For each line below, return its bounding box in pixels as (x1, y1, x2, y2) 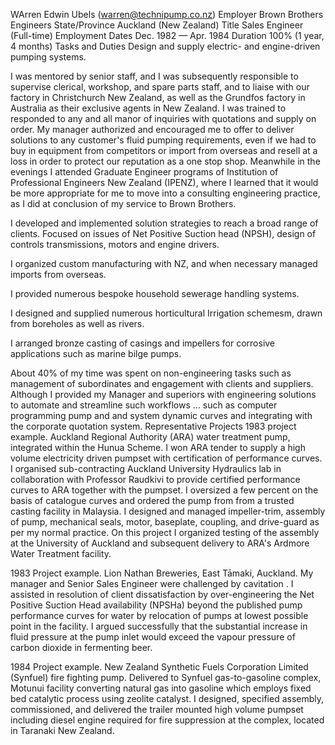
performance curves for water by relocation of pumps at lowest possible (10, 610, 309, 621)
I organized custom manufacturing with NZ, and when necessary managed (10, 258, 318, 269)
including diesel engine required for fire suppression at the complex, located (10, 714, 325, 726)
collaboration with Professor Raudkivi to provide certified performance (10, 474, 301, 485)
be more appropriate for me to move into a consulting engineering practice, (10, 187, 321, 199)
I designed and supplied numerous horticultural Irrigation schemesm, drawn (10, 307, 323, 319)
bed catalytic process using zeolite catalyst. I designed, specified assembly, (10, 693, 325, 704)
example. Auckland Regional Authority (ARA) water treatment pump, (10, 431, 291, 443)
